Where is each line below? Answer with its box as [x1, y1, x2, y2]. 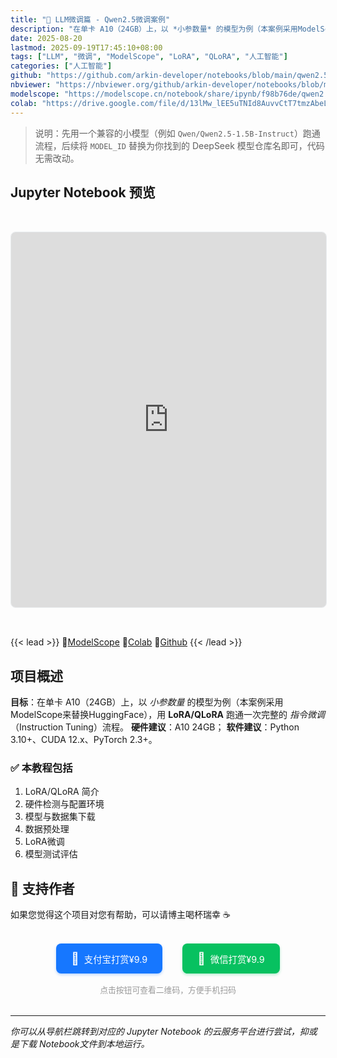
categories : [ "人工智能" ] [10, 61, 113, 71]
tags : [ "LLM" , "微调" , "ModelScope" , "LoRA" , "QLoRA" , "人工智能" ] [10, 52, 288, 62]
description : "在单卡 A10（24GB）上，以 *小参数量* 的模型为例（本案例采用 [10, 24, 298, 34]
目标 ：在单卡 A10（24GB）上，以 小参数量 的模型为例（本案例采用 [10, 696, 284, 708]
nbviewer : [10, 80, 52, 90]
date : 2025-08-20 [10, 33, 83, 43]
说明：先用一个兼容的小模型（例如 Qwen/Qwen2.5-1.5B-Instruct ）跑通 [34, 127, 321, 139]
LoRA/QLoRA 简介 [24, 786, 100, 798]
